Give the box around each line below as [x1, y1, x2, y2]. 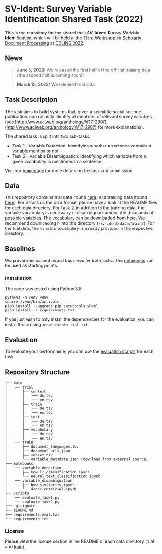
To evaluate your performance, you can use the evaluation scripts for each [5, 348, 154, 355]
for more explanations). [97, 124, 144, 130]
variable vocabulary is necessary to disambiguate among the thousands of [5, 210, 154, 216]
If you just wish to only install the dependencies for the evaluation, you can [5, 316, 154, 322]
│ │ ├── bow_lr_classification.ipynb [5, 470, 90, 475]
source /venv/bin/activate [5, 299, 59, 304]
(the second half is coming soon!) [16, 72, 84, 78]
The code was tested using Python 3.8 [5, 286, 82, 292]
